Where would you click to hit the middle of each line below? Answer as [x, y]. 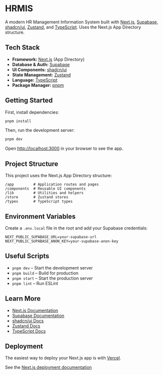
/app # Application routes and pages [52, 185]
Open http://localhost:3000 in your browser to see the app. [64, 148]
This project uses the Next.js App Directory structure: [59, 176]
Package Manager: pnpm [38, 85]
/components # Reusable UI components [45, 189]
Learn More [23, 299]
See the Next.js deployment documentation [48, 367]
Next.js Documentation [35, 310]
